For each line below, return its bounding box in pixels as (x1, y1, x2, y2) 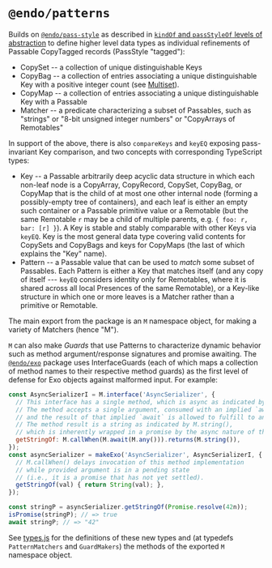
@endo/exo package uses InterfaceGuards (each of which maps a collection (8, 357, 258, 367)
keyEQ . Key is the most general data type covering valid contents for (19, 231, 246, 241)
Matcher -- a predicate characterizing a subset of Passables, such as (19, 105, 252, 115)
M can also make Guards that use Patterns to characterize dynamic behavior (8, 340, 261, 350)
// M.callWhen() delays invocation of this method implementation (15, 458, 244, 467)
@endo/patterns (8, 6, 111, 21)
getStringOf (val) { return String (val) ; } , (15, 480, 164, 489)
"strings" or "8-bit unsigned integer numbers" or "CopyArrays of (19, 113, 236, 123)
